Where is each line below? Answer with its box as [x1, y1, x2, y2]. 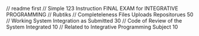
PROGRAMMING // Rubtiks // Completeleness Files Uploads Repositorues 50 [6, 11, 194, 18]
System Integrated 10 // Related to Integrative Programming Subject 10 [6, 23, 178, 30]
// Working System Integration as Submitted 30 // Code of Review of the [6, 17, 182, 24]
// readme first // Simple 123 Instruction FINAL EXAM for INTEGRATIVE [6, 5, 178, 12]
